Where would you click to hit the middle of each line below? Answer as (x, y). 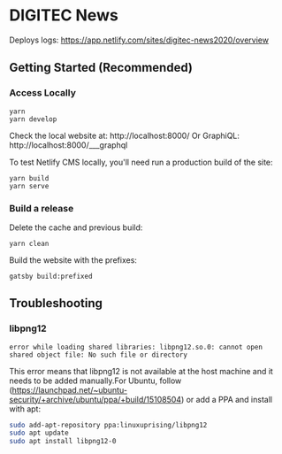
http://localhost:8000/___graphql (69, 145)
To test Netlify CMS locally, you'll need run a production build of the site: (141, 162)
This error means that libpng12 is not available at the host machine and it (141, 371)
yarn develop (33, 119)
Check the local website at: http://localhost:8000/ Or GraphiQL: (125, 135)
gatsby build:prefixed (51, 276)
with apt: (25, 409)
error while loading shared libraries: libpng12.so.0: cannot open (136, 347)
